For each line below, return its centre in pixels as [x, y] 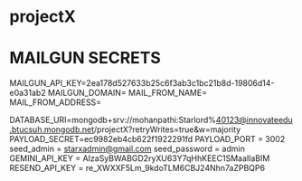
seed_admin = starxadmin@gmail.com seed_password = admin [127, 149]
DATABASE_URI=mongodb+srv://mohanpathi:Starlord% [113, 120]
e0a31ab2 [28, 93]
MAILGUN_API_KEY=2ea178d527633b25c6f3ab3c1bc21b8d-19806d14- [142, 83]
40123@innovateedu [254, 120]
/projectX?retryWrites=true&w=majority [167, 129]
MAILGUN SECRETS [85, 58]
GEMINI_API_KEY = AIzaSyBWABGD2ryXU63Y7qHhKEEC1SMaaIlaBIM [140, 158]
